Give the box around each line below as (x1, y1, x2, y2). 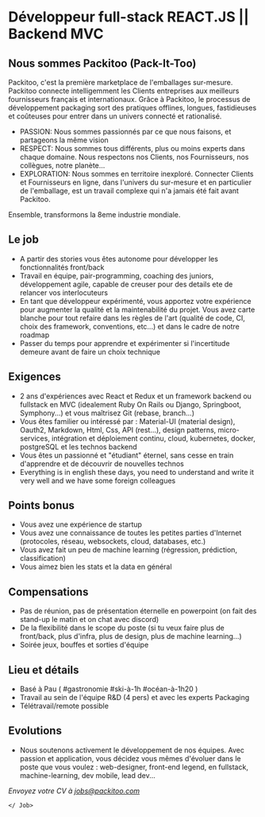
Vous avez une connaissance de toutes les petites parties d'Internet (19, 528, 242, 538)
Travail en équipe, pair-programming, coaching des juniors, (19, 270, 214, 280)
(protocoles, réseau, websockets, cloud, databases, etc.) (19, 537, 206, 547)
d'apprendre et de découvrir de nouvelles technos (19, 458, 184, 469)
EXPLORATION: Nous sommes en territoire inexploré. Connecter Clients (19, 169, 254, 178)
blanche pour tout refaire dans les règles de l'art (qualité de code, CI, (19, 313, 246, 322)
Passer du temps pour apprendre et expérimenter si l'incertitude (19, 338, 230, 348)
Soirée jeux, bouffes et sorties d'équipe (19, 640, 149, 650)
